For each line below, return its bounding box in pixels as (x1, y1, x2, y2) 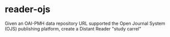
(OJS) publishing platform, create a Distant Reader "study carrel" (5, 25, 141, 31)
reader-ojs (5, 4, 51, 15)
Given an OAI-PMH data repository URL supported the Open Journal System (5, 20, 165, 26)
